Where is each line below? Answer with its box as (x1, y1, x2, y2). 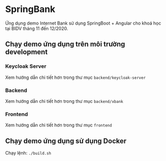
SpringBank (5, 4, 55, 15)
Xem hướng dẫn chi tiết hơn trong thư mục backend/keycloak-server (5, 74, 146, 80)
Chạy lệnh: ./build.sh (5, 150, 51, 156)
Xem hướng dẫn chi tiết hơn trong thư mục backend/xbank (5, 98, 123, 104)
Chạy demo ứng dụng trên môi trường (5, 40, 125, 49)
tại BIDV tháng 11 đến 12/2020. (5, 25, 68, 31)
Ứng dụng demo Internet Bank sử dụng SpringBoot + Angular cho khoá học (5, 20, 161, 26)
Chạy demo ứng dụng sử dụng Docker (5, 136, 127, 145)
